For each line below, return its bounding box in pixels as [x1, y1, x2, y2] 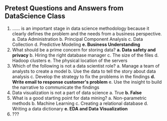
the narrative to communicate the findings [12, 84, 99, 90]
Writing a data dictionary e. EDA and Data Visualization [12, 105, 128, 111]
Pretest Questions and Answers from [5, 4, 124, 13]
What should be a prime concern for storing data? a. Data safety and [12, 46, 156, 52]
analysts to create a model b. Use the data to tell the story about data [12, 68, 156, 74]
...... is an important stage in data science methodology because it [12, 25, 149, 31]
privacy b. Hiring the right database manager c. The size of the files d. [12, 52, 159, 58]
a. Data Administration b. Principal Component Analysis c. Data [12, 36, 143, 42]
